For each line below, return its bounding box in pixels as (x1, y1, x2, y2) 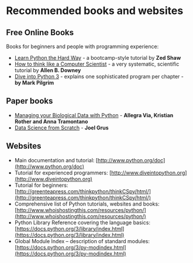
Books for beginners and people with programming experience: (6, 43, 159, 50)
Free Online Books (6, 28, 74, 37)
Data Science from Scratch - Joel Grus (14, 124, 109, 131)
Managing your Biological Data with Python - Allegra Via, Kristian (14, 111, 174, 118)
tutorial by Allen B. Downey (14, 67, 81, 74)
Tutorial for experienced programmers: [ (14, 169, 112, 176)
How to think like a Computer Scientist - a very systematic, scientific (14, 60, 180, 67)
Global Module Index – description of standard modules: (14, 237, 150, 244)
